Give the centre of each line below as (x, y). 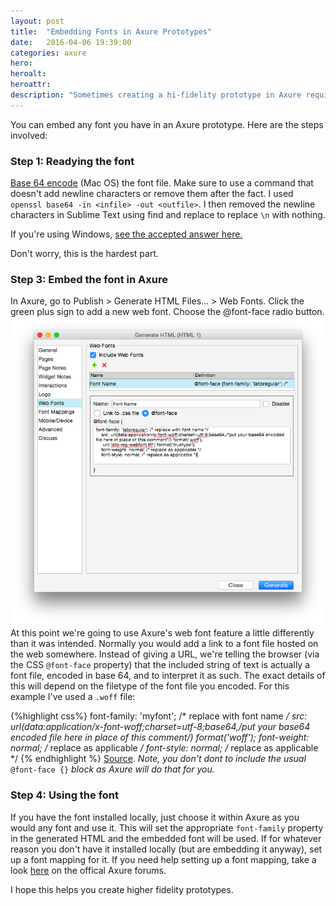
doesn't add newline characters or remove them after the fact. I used (152, 194)
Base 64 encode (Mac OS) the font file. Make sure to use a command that (162, 183)
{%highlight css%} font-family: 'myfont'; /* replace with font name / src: (159, 716)
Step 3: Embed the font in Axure (89, 279)
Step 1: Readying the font (72, 161)
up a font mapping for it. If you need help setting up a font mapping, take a (163, 859)
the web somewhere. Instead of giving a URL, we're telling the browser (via (165, 654)
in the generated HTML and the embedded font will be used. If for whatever (166, 838)
